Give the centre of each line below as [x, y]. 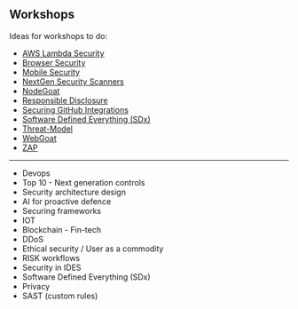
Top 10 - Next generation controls [83, 182]
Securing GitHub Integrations [75, 109]
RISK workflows [51, 257]
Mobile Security [51, 72]
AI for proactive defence [67, 201]
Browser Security [54, 62]
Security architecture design [74, 192]
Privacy [36, 286]
